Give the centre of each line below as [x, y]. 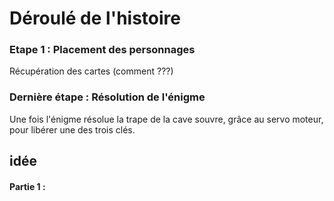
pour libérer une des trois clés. [72, 129]
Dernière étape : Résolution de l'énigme [107, 97]
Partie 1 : [27, 186]
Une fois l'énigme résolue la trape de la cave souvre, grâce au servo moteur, [166, 119]
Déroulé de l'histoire [95, 18]
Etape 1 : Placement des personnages [102, 50]
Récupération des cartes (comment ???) [91, 71]
